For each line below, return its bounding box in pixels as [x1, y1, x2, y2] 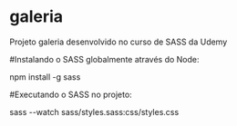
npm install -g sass [9, 71, 81, 82]
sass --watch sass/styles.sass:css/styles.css [9, 106, 180, 117]
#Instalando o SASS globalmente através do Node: [9, 53, 200, 64]
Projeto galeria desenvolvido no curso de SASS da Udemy [9, 36, 228, 47]
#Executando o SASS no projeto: [9, 89, 132, 100]
